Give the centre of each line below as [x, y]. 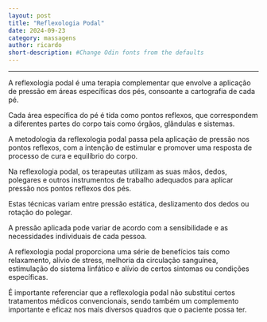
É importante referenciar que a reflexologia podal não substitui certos [122, 293]
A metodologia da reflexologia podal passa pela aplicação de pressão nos [129, 139]
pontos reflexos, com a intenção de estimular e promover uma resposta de [130, 147]
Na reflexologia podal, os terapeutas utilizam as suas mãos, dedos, [118, 171]
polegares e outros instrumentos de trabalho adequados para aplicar [121, 180]
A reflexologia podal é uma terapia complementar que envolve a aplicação [130, 83]
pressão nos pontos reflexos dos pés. [70, 188]
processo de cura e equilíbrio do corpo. [73, 156]
